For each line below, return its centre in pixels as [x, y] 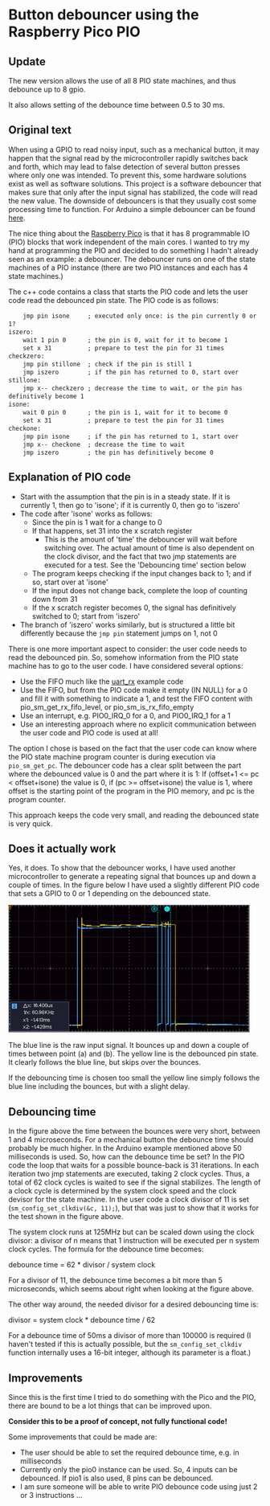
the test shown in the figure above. [66, 1217]
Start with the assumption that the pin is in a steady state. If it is [125, 497]
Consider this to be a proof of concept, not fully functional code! [118, 1422]
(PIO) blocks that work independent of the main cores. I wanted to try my [129, 242]
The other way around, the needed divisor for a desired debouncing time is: [133, 1304]
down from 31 [55, 599]
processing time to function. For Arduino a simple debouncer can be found [132, 209]
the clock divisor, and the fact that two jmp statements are [140, 556]
